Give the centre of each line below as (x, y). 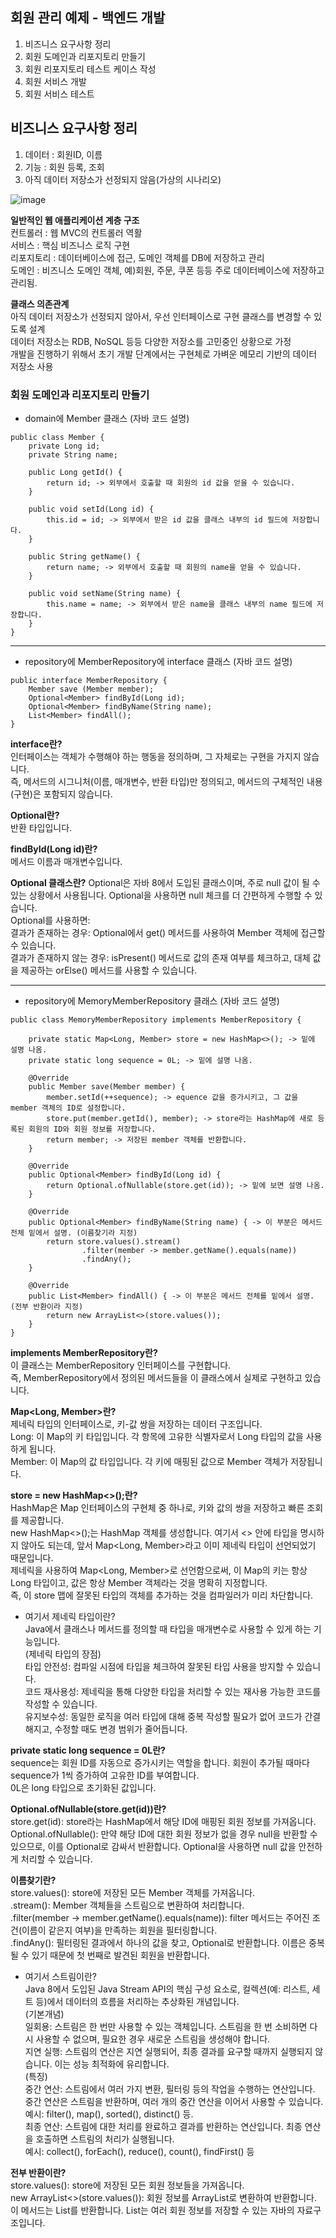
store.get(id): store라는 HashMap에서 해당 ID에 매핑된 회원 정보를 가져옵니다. (163, 1821)
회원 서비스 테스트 (59, 94)
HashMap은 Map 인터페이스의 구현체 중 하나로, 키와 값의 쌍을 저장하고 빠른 (157, 1507)
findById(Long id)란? (54, 849)
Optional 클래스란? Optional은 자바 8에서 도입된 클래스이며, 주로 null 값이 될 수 (165, 882)
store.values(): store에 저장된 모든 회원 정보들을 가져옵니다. (127, 2185)
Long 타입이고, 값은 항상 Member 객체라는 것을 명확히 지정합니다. (139, 1582)
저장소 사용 (32, 366)
